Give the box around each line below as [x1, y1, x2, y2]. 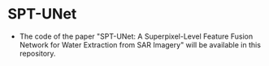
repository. [19, 48, 56, 58]
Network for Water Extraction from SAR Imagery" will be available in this [19, 39, 262, 49]
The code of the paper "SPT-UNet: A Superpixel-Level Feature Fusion [19, 31, 254, 41]
